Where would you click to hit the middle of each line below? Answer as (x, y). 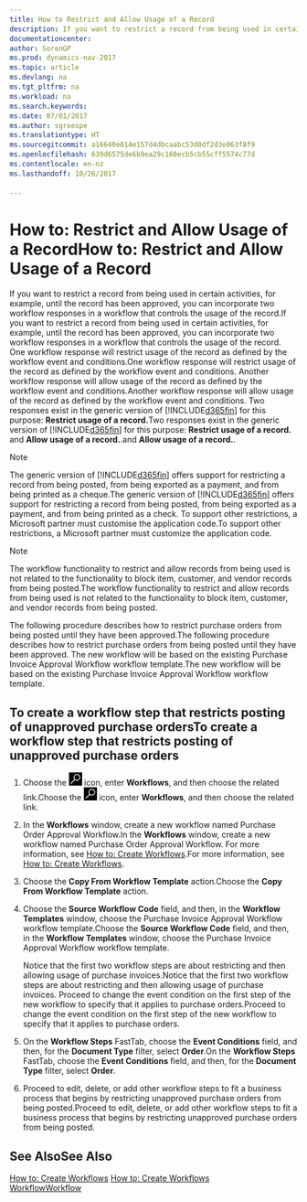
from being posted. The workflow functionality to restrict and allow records (149, 588)
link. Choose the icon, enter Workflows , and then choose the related (158, 798)
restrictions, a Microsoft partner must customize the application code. (141, 533)
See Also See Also (61, 1156)
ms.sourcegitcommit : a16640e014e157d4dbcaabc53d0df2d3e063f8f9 (132, 145)
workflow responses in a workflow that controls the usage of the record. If (148, 313)
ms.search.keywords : (49, 106)
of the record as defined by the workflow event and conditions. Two (137, 401)
